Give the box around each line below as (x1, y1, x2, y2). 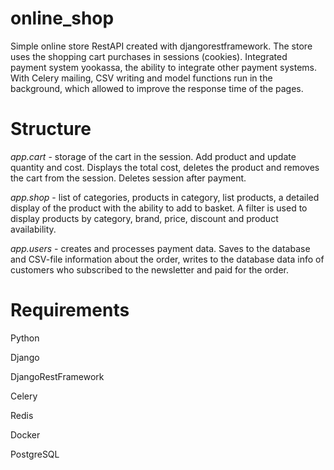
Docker (10, 428, 41, 441)
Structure (10, 118, 92, 141)
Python (10, 332, 40, 344)
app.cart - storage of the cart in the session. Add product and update (10, 150, 297, 162)
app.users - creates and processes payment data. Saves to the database (10, 242, 311, 254)
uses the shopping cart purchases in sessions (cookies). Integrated (10, 50, 288, 62)
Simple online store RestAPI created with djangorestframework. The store (10, 40, 313, 52)
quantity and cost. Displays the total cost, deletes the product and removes (10, 161, 320, 173)
